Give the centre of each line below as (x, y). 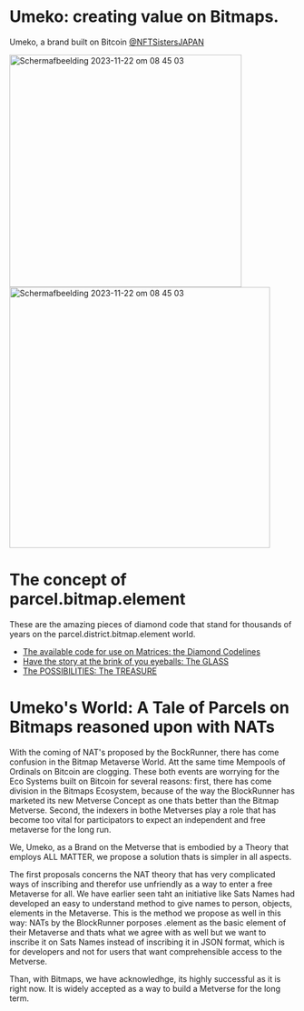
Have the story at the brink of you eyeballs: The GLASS (126, 661)
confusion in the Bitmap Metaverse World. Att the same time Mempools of (147, 762)
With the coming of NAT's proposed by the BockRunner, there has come (144, 752)
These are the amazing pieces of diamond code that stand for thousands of (151, 624)
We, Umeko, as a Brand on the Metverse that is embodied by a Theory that (149, 846)
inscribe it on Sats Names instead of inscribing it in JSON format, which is (147, 942)
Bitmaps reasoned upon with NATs (142, 727)
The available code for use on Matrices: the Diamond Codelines (142, 651)
